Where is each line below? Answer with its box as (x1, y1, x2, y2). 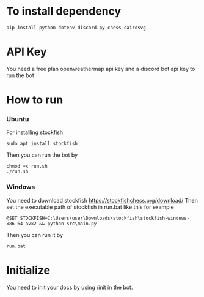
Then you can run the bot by (6, 151, 78, 159)
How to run (6, 93, 64, 107)
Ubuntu (6, 115, 29, 123)
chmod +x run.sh (6, 164, 48, 170)
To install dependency (6, 4, 122, 18)
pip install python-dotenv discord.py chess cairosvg (6, 24, 147, 31)
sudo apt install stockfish (6, 141, 78, 147)
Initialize (6, 263, 51, 277)
